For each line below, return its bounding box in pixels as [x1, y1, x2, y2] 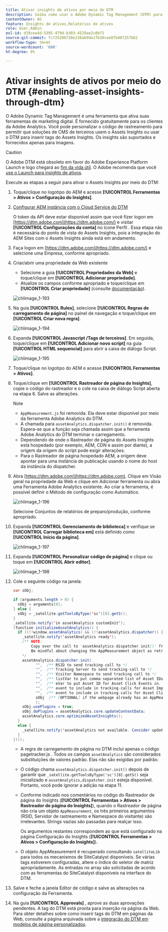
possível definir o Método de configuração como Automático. [12, 489, 139, 495]
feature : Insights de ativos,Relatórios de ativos [5, 21, 113, 27]
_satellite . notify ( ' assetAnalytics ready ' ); [22, 634, 116, 639]
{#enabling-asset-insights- [27, 86, 144, 97]
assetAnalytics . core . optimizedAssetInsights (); [22, 714, 123, 719]
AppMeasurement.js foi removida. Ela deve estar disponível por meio [20, 410, 159, 416]
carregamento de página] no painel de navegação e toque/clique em [12, 310, 156, 316]
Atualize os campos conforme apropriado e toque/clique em [20, 280, 144, 286]
